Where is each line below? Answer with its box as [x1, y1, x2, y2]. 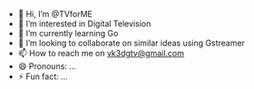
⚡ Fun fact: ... [17, 71, 68, 82]
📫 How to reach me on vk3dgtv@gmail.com [17, 48, 184, 58]
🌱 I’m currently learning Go [17, 28, 119, 38]
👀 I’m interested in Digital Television [17, 18, 151, 29]
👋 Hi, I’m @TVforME [17, 9, 93, 19]
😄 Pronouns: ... [17, 61, 77, 72]
